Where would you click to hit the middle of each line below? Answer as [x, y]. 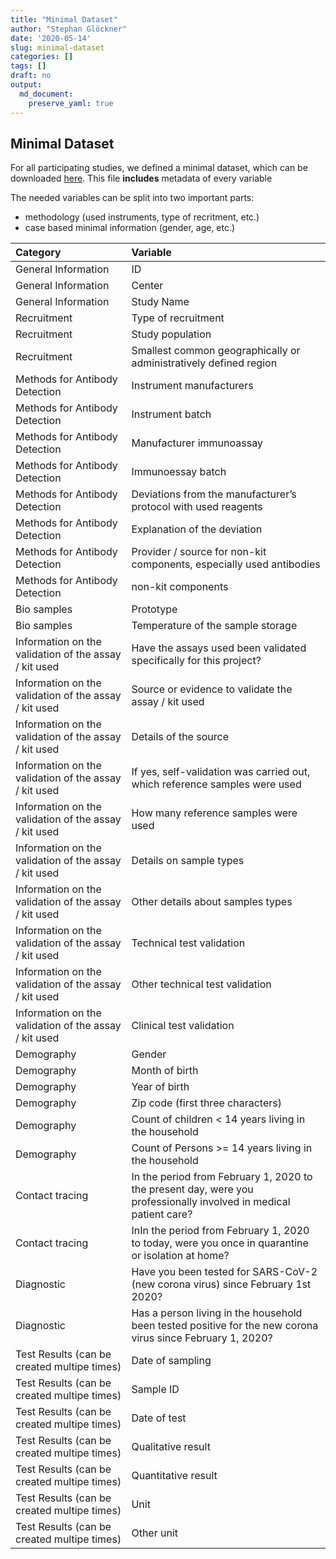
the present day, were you [192, 1189]
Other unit [155, 1533]
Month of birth [165, 1071]
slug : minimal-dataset [57, 47]
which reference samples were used [216, 784]
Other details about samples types [212, 902]
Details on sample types [188, 861]
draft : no [31, 76]
